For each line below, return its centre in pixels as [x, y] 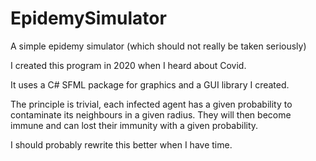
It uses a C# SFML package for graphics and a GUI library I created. [150, 84]
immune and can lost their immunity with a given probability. [134, 125]
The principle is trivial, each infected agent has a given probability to [151, 104]
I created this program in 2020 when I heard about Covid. [128, 65]
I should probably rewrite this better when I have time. [121, 144]
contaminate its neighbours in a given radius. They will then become [151, 114]
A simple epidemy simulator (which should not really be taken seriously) [158, 46]
